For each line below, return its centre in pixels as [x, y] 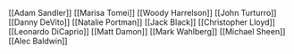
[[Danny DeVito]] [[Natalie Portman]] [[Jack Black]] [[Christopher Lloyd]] [142, 22]
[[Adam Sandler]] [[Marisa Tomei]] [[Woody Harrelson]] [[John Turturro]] [143, 13]
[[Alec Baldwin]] [38, 41]
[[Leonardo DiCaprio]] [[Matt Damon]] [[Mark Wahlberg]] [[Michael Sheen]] [147, 31]
